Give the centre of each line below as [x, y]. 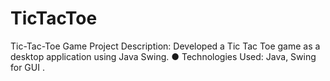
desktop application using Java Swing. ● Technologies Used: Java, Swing [163, 56]
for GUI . [27, 67]
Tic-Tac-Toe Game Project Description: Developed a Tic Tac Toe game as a [165, 46]
